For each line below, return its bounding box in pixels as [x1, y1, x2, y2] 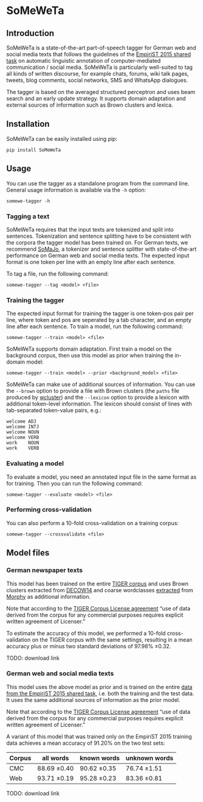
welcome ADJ [6, 418, 36, 424]
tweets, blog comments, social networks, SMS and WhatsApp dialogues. [6, 77, 188, 84]
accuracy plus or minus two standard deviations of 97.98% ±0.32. [6, 642, 171, 650]
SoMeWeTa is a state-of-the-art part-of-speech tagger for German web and [6, 44, 196, 51]
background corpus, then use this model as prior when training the [6, 352, 174, 359]
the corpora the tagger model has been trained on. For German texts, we [6, 238, 188, 246]
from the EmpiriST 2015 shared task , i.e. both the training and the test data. [6, 690, 194, 697]
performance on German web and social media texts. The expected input [6, 251, 190, 259]
